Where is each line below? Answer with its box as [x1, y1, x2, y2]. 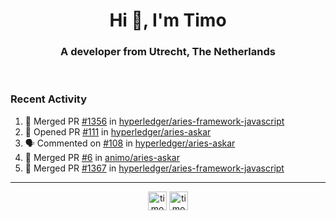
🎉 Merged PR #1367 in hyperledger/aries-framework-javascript [24, 162, 285, 174]
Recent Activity [10, 92, 88, 106]
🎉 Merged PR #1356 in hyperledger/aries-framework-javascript [24, 115, 285, 127]
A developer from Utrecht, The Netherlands [60, 45, 276, 59]
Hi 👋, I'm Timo [109, 9, 227, 32]
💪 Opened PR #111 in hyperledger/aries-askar [24, 125, 212, 138]
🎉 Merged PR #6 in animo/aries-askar [24, 151, 180, 163]
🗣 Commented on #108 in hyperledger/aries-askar [24, 137, 236, 149]
